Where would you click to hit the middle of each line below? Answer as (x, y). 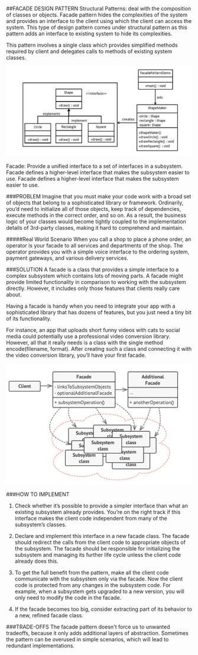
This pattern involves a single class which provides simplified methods (92, 45)
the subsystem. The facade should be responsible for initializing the (97, 548)
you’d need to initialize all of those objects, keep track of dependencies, (94, 209)
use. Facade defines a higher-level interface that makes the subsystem (92, 179)
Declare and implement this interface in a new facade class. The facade (102, 536)
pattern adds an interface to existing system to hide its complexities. (89, 34)
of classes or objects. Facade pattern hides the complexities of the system (97, 15)
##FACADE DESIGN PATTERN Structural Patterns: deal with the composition (98, 9)
